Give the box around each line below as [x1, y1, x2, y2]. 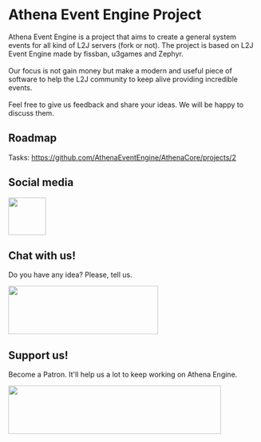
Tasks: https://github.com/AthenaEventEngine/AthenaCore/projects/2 [8, 152, 237, 162]
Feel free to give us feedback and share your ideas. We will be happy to [8, 100, 244, 109]
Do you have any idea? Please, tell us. [8, 270, 133, 280]
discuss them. [8, 108, 54, 117]
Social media [8, 176, 74, 189]
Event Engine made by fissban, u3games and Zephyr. [8, 49, 184, 58]
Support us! [8, 349, 69, 362]
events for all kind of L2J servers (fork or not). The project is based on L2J [8, 40, 254, 49]
